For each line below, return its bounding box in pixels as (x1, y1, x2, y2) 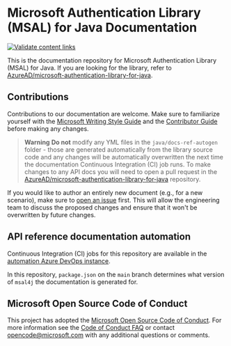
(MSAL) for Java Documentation (7, 19, 197, 36)
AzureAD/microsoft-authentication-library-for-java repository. (24, 175, 201, 183)
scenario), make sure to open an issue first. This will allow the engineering (7, 196, 221, 204)
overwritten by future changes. (7, 210, 96, 219)
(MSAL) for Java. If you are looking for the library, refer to (7, 63, 172, 72)
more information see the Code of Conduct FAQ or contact (7, 324, 175, 332)
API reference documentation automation (7, 231, 191, 243)
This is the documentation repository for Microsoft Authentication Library (7, 56, 217, 64)
